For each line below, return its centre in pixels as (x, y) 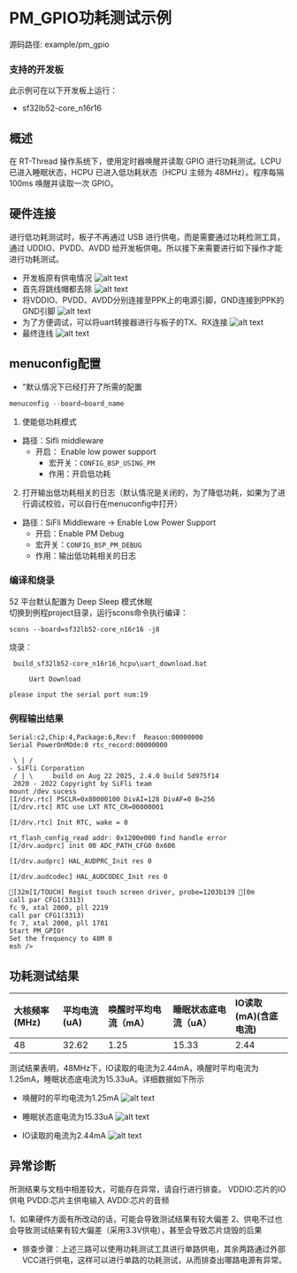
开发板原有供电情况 (57, 278)
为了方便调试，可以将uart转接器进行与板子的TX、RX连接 (125, 322)
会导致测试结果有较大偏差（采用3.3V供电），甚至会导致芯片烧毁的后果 (136, 1230)
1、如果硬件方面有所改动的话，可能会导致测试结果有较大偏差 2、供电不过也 (146, 1219)
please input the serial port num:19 (79, 694)
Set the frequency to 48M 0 (61, 939)
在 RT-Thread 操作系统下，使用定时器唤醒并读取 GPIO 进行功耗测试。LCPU (145, 161)
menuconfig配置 (55, 364)
